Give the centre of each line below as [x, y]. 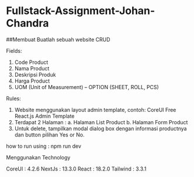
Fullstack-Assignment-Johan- [81, 11]
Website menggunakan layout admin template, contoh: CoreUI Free [95, 110]
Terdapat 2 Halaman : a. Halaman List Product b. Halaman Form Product [101, 122]
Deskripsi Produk [35, 74]
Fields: [14, 50]
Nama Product [32, 68]
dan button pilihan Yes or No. [49, 135]
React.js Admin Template [44, 116]
